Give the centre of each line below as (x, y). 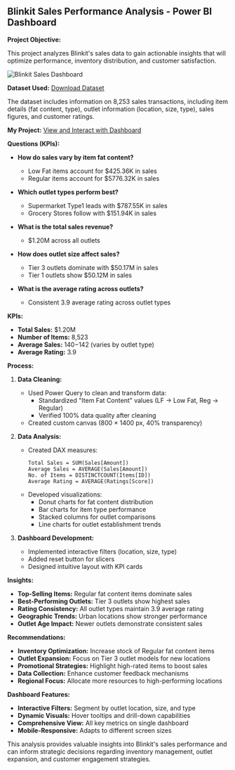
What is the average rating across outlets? (80, 288)
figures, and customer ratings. (51, 116)
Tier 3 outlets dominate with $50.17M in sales (93, 267)
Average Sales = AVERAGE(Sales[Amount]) (88, 469)
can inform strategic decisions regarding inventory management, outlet (110, 751)
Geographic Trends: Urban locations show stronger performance (112, 616)
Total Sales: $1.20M (46, 329)
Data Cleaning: (40, 379)
